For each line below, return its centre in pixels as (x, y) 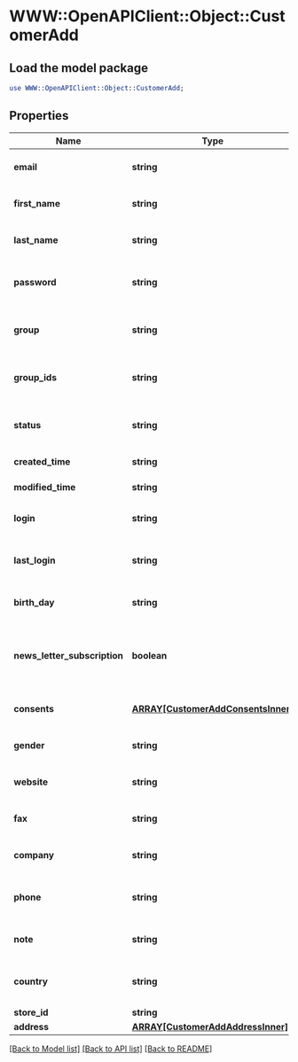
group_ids (35, 377)
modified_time (45, 487)
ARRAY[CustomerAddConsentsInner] (213, 708)
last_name (36, 239)
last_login (35, 560)
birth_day (34, 602)
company (34, 855)
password (35, 282)
